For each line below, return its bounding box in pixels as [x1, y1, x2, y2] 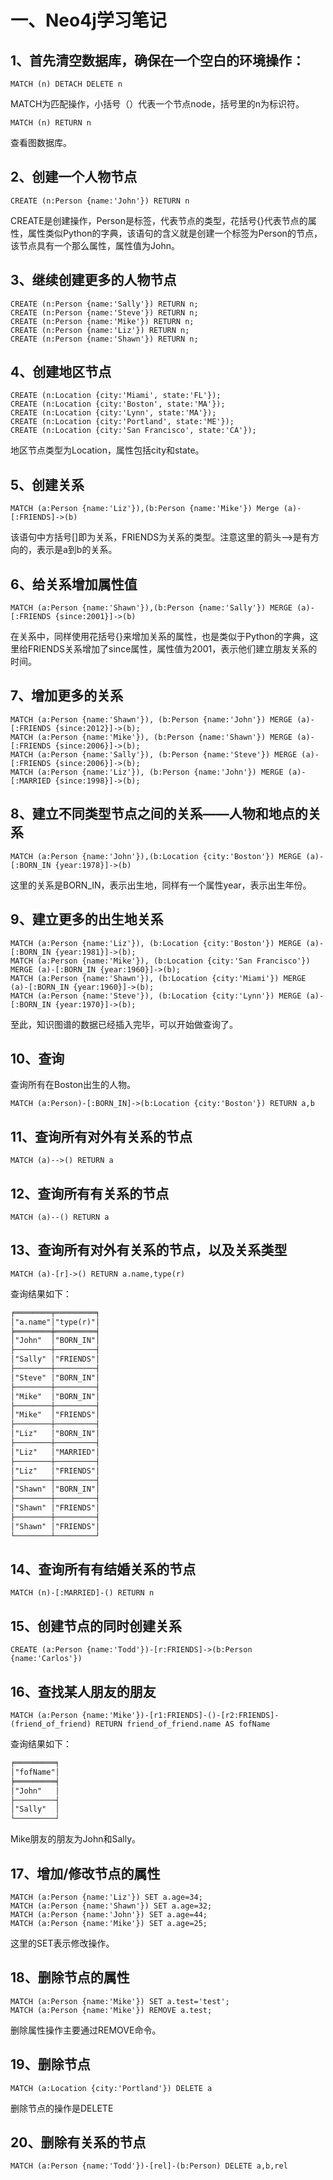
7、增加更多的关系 [10, 687, 124, 705]
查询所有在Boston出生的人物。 [10, 1079, 137, 1091]
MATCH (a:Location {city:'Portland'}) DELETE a [10, 2083, 213, 2093]
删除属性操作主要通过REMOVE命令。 [10, 2024, 162, 2036]
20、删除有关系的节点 [10, 2134, 147, 2151]
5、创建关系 [10, 476, 85, 493]
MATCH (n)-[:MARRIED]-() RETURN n [10, 1588, 155, 1598]
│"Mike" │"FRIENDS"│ [10, 1410, 101, 1420]
